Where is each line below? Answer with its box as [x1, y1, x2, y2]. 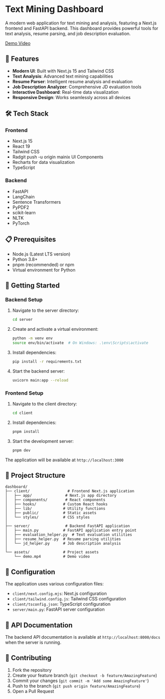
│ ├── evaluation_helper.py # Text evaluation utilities [5, 532, 133, 538]
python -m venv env [12, 336, 53, 341]
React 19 [12, 143, 30, 149]
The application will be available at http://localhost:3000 [5, 457, 124, 463]
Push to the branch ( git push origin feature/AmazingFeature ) [12, 683, 141, 689]
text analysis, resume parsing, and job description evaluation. [5, 30, 131, 36]
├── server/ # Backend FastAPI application [5, 524, 130, 529]
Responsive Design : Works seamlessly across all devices [12, 94, 131, 100]
